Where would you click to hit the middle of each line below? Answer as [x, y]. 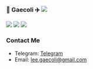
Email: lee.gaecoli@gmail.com [51, 59]
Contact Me [23, 40]
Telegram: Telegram [39, 53]
